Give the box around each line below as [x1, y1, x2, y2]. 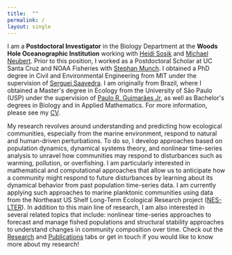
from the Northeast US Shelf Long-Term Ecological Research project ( [7, 196, 207, 204]
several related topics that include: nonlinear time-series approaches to [7, 211, 212, 219]
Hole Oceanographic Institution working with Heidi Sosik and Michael [7, 49, 208, 58]
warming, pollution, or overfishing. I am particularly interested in [7, 159, 191, 167]
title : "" [7, 10, 39, 17]
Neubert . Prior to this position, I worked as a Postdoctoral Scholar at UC [7, 57, 213, 65]
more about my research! [7, 240, 80, 249]
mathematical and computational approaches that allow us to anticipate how [7, 166, 226, 174]
